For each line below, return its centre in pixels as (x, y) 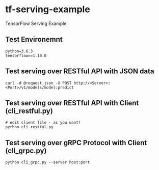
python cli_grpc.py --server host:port (48, 162)
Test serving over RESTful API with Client (72, 103)
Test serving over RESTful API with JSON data (80, 72)
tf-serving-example (48, 9)
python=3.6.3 (19, 51)
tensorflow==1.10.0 (26, 55)
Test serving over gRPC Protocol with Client (76, 143)
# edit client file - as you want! (43, 123)
